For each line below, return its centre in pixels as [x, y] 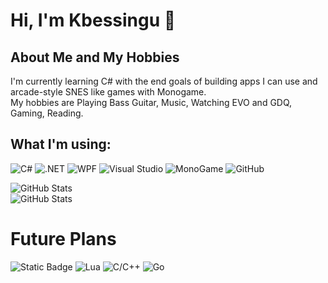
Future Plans [63, 239]
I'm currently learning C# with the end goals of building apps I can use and [164, 81]
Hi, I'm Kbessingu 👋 [93, 20]
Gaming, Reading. [47, 113]
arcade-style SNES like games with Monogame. [108, 92]
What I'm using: [61, 144]
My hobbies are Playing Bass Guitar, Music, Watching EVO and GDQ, [151, 102]
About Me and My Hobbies [95, 57]
